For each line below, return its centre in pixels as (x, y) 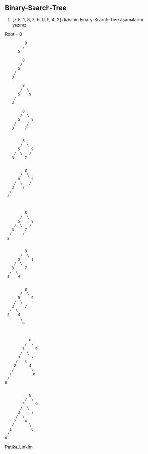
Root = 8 (14, 34)
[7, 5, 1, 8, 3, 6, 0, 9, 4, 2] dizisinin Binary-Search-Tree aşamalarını (77, 19)
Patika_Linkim (19, 447)
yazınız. (20, 25)
